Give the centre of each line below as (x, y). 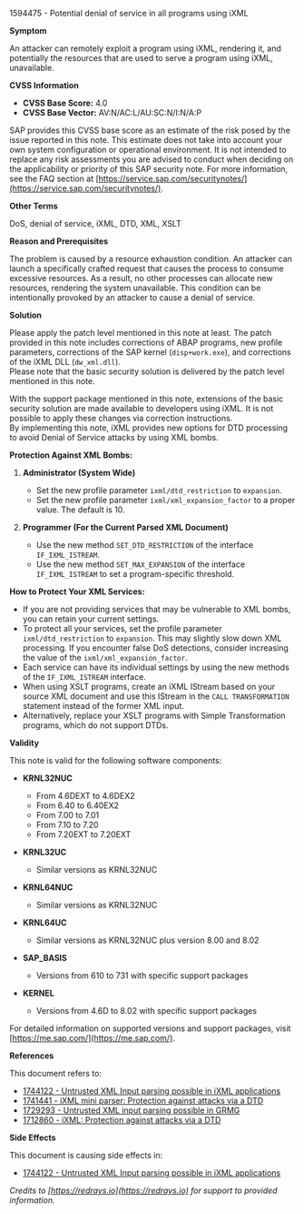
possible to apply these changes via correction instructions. (121, 418)
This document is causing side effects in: (86, 1155)
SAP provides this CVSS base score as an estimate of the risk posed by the (150, 130)
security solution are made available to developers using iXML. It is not (142, 408)
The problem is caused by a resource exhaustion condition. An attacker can (151, 259)
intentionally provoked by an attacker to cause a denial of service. (132, 298)
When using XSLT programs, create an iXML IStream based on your (149, 687)
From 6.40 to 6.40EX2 (78, 805)
